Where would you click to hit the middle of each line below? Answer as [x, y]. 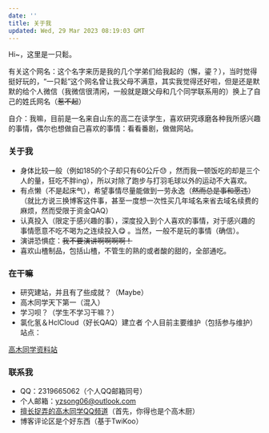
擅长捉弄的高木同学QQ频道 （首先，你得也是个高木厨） [110, 411]
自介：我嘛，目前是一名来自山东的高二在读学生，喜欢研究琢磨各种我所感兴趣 [134, 119]
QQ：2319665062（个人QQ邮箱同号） [83, 391]
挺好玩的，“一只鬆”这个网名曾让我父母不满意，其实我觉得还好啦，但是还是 [131, 82]
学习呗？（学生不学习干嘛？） [69, 312]
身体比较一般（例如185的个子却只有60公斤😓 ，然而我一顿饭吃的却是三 [137, 170]
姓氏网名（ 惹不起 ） [54, 102]
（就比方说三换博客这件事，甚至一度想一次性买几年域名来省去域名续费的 [139, 200]
